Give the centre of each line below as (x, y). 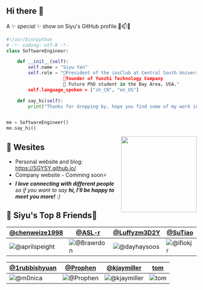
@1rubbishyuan (33, 268)
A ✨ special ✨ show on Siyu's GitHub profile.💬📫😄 (69, 26)
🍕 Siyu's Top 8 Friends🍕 (52, 216)
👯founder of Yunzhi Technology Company (113, 79)
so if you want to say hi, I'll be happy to (65, 190)
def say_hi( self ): (40, 101)
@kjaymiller (124, 268)
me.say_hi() (21, 128)
